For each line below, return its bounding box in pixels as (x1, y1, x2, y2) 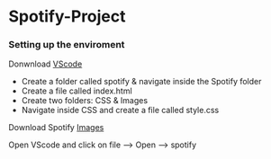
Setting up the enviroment (8, 39, 125, 51)
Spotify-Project (8, 6, 127, 27)
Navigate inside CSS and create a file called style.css (21, 105, 220, 116)
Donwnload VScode (8, 58, 83, 69)
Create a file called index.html (21, 85, 132, 96)
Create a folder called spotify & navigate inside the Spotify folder (21, 76, 262, 87)
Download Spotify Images (8, 122, 104, 133)
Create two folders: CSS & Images (21, 95, 149, 106)
